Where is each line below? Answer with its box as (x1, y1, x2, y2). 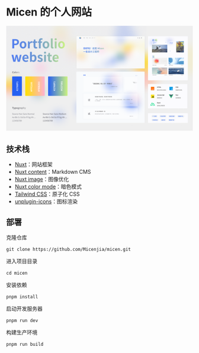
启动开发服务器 (6, 305, 43, 312)
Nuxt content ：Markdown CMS (14, 168, 91, 176)
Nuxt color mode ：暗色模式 (14, 183, 82, 190)
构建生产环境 (6, 329, 37, 336)
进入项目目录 (6, 257, 37, 265)
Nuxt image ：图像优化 (14, 176, 69, 183)
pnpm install (6, 294, 38, 300)
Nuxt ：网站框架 (14, 161, 53, 168)
